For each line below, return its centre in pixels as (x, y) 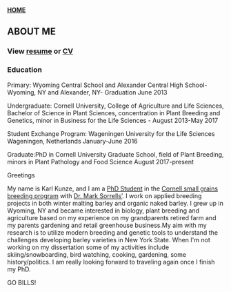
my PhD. (19, 269)
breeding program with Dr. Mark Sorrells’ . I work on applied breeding (104, 195)
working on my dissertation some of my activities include (88, 247)
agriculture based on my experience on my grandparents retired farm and (112, 217)
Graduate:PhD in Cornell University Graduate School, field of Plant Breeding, (115, 154)
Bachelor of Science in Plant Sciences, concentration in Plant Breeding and (114, 113)
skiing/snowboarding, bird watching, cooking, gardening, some (97, 254)
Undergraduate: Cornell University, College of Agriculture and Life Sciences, (115, 106)
